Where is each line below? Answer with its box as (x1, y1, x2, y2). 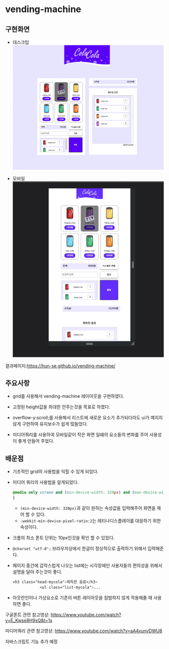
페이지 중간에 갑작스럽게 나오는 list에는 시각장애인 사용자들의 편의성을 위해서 (12, 563, 162, 569)
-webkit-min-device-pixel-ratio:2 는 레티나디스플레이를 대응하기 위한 (20, 518, 161, 524)
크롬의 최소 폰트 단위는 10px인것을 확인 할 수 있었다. (12, 535, 115, 541)
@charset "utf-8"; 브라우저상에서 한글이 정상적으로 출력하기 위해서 (12, 546, 147, 552)
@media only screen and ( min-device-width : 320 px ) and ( (12, 490, 135, 495)
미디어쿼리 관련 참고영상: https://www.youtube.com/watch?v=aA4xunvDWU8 (5, 627, 162, 634)
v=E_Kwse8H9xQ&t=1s (5, 617, 53, 623)
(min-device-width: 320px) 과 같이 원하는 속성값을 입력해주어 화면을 (20, 505, 156, 511)
